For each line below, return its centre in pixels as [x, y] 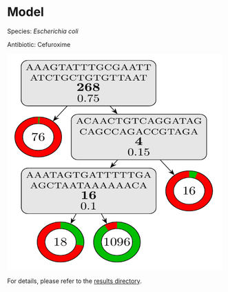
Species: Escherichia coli [43, 31]
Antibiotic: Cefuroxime [39, 44]
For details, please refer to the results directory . [75, 281]
